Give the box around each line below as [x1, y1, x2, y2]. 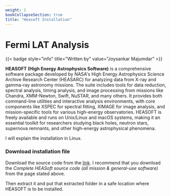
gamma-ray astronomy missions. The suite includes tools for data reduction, [5, 82, 166, 88]
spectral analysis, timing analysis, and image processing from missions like [5, 87, 164, 93]
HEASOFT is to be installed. [5, 186, 63, 192]
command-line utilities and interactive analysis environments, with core [5, 98, 155, 105]
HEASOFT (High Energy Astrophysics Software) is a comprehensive [5, 66, 152, 72]
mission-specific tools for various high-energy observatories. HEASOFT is [5, 109, 162, 115]
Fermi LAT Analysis [5, 39, 90, 51]
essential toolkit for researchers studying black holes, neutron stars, [5, 120, 149, 126]
